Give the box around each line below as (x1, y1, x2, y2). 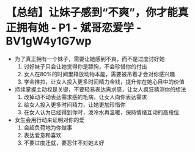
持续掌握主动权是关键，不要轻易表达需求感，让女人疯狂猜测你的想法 (14, 85, 186, 93)
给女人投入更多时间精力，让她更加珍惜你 (23, 101, 126, 108)
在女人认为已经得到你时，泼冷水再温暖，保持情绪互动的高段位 (23, 108, 180, 116)
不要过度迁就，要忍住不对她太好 (23, 139, 105, 147)
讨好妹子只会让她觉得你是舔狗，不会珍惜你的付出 (23, 62, 147, 70)
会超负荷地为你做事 (23, 123, 73, 131)
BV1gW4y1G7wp (6, 34, 92, 48)
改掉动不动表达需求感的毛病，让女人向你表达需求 (23, 93, 147, 101)
